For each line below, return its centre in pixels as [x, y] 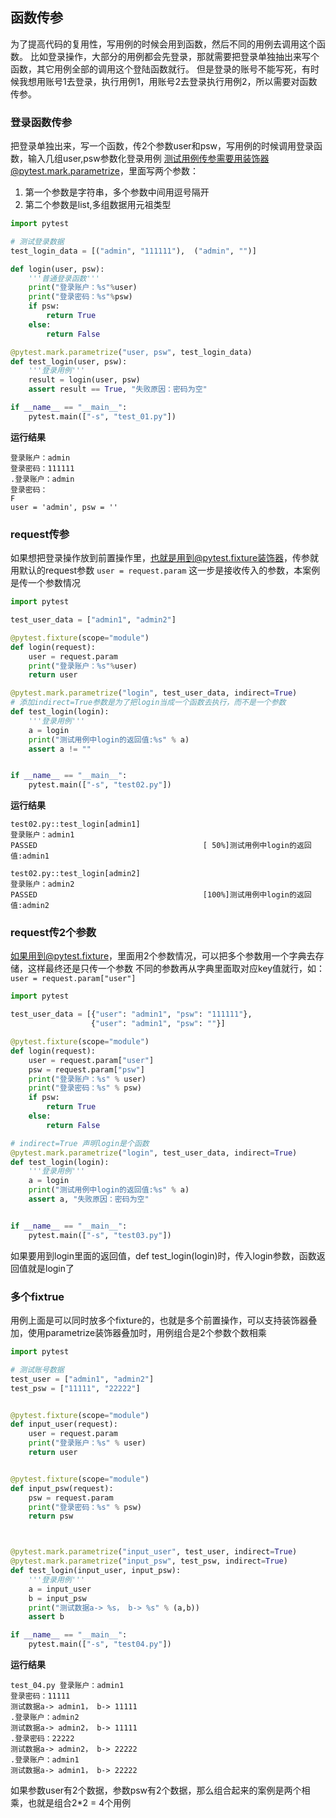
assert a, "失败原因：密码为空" [89, 1199]
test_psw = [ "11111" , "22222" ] [75, 1388]
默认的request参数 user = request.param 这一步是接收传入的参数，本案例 [169, 570]
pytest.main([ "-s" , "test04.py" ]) [100, 1644]
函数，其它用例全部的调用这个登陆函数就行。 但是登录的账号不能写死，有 [160, 69]
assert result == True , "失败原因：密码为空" [118, 389]
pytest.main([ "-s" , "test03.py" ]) [100, 1235]
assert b [46, 1617]
